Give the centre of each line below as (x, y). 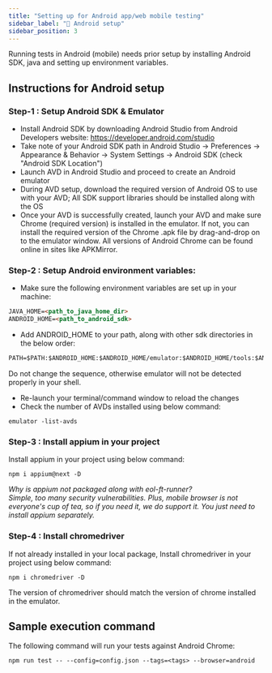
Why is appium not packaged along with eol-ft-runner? (100, 489)
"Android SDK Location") (62, 164)
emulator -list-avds (43, 421)
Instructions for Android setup (86, 88)
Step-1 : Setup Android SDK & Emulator (86, 111)
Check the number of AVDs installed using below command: (120, 406)
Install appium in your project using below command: (96, 460)
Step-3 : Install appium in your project (84, 441)
